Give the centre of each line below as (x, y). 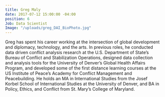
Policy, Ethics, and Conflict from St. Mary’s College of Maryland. (70, 89)
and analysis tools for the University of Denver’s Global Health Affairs (75, 63)
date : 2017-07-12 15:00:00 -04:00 (41, 14)
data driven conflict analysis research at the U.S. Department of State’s (77, 53)
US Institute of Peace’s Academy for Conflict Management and (68, 73)
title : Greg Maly (23, 10)
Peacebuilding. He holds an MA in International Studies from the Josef (76, 79)
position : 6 (17, 19)
